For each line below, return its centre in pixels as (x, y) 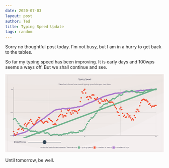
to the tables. (19, 52)
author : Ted (18, 21)
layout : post (19, 16)
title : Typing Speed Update (35, 27)
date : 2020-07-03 (23, 11)
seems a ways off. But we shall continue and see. (56, 67)
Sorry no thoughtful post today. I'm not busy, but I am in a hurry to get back (83, 47)
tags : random (19, 32)
